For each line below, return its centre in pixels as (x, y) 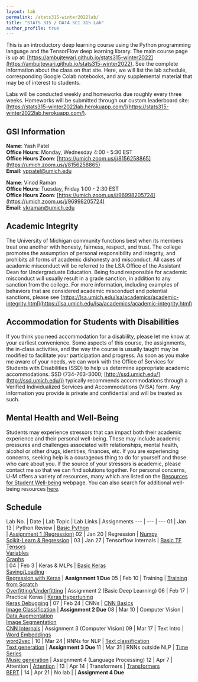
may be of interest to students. (43, 83)
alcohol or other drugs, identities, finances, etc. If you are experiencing (92, 451)
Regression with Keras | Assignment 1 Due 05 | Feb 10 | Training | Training (97, 578)
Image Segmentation (32, 622)
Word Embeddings (29, 635)
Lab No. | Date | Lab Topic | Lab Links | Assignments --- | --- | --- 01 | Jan (96, 522)
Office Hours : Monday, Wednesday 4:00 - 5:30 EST (69, 152)
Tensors (16, 547)
